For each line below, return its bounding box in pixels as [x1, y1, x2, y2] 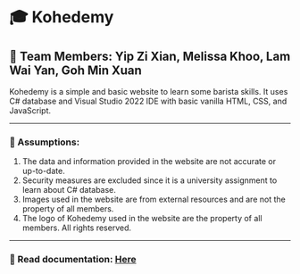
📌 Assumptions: [9, 136, 80, 148]
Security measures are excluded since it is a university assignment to [21, 175, 278, 186]
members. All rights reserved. [21, 222, 132, 233]
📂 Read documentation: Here [9, 253, 137, 266]
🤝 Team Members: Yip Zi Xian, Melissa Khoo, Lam [9, 48, 291, 63]
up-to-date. [21, 166, 65, 177]
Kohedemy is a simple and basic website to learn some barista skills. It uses [9, 87, 288, 96]
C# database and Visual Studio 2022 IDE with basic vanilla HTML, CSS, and [9, 95, 287, 106]
